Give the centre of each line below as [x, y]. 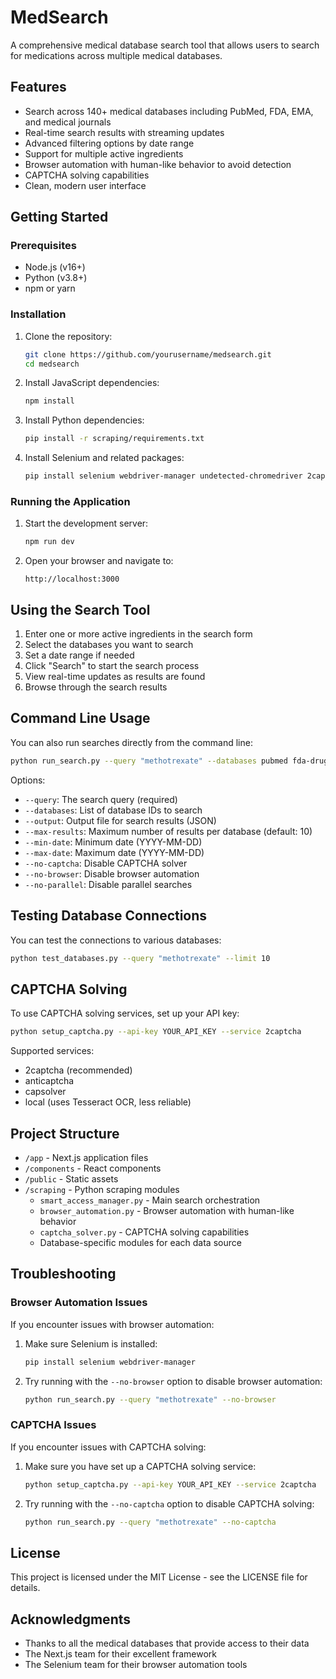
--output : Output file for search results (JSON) [120, 820]
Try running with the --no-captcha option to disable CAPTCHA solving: [169, 1503]
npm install [49, 401]
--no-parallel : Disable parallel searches [108, 884]
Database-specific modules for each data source [140, 1242]
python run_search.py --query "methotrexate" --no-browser [150, 1399]
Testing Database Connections [109, 916]
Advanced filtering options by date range [109, 143]
